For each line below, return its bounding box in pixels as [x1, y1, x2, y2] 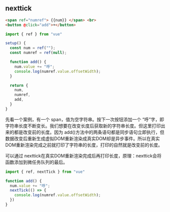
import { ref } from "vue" [5, 32, 62, 37]
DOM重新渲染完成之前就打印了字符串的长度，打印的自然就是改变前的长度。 [5, 142, 163, 148]
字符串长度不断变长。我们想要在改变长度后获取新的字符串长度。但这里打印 [5, 122, 161, 129]
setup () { [5, 41, 26, 46]
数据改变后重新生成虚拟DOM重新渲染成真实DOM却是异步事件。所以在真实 [5, 135, 160, 142]
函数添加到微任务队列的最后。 [5, 159, 67, 165]
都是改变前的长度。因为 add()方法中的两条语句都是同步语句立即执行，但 [14, 129, 165, 135]
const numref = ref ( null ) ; [10, 50, 67, 56]
